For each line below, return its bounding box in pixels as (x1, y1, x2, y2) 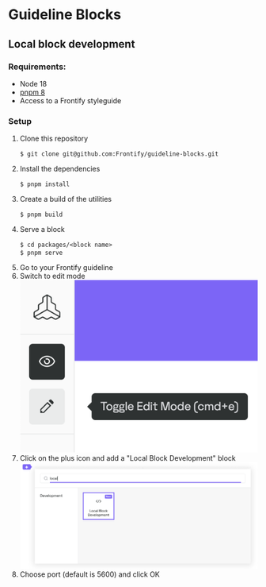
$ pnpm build (19, 210, 63, 219)
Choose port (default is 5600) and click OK (19, 570, 161, 579)
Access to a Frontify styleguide (19, 95, 122, 105)
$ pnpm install (19, 180, 70, 188)
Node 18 (19, 79, 47, 88)
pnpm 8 (19, 87, 46, 97)
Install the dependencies (19, 164, 101, 174)
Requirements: (8, 61, 66, 72)
